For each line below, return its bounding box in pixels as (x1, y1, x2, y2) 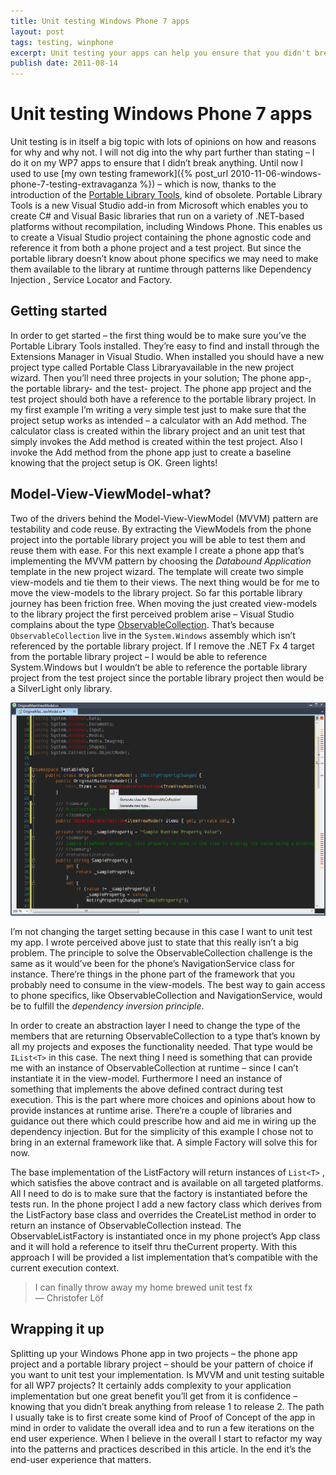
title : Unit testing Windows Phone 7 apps (10, 16, 190, 26)
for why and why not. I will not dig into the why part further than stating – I (10, 146, 315, 159)
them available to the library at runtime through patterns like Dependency (10, 263, 312, 275)
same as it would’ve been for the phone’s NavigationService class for (10, 957, 295, 969)
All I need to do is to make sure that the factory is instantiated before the (10, 1187, 308, 1199)
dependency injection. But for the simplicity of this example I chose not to (10, 1125, 314, 1137)
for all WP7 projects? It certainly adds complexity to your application (10, 1379, 292, 1391)
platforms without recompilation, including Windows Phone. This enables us (10, 221, 323, 233)
